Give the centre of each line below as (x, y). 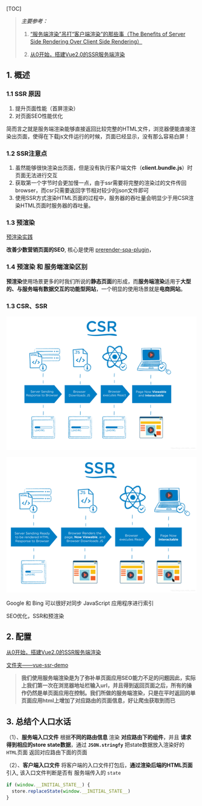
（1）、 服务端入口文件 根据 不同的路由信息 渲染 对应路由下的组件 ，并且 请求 (99, 737)
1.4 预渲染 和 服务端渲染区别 (47, 267)
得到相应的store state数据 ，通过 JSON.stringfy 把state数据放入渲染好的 (96, 745)
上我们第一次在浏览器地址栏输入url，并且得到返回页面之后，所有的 (104, 686)
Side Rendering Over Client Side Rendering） (86, 41)
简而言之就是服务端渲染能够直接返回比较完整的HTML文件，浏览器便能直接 (99, 129)
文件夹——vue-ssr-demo (37, 665)
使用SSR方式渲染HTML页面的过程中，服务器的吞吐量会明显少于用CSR (102, 198)
